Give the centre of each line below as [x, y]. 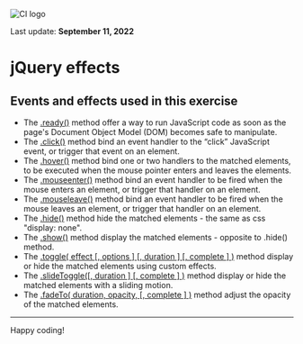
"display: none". [53, 228]
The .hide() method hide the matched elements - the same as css [144, 218]
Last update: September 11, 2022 [72, 31]
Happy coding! [38, 330]
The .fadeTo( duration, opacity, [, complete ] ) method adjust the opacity [157, 294]
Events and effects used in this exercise [124, 100]
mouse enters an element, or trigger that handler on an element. [142, 190]
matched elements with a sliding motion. [98, 285]
